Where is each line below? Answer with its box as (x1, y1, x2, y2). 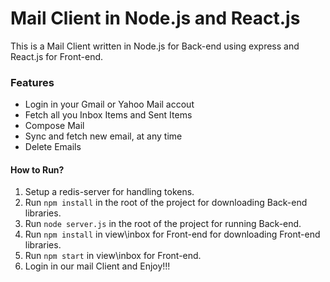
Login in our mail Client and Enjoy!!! (24, 260, 171, 272)
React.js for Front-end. (10, 50, 104, 62)
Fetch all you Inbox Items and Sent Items (24, 109, 193, 121)
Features (10, 75, 55, 89)
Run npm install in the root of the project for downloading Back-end (24, 197, 308, 209)
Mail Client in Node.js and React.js (10, 7, 301, 30)
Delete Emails (24, 141, 82, 153)
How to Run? (10, 163, 65, 176)
